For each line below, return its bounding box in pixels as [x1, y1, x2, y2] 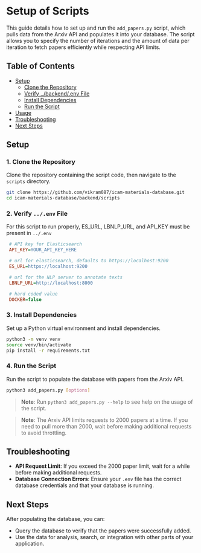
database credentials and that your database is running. [14, 482, 155, 489]
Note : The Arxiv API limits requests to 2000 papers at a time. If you [21, 416, 188, 424]
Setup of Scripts [6, 4, 89, 18]
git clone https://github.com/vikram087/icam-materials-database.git [6, 189, 185, 196]
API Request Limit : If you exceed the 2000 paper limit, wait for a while [14, 462, 190, 470]
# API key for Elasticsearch [8, 241, 83, 247]
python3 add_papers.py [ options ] [6, 387, 91, 393]
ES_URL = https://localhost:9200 [8, 264, 88, 270]
